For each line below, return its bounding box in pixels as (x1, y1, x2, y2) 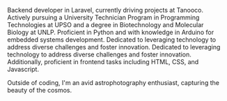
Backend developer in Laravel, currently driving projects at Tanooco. (7, 6, 204, 14)
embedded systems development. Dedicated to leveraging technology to (7, 36, 217, 44)
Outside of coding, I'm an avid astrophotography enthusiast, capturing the (7, 79, 219, 86)
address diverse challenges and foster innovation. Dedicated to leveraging (7, 43, 221, 51)
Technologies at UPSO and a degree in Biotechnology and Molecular (7, 21, 204, 29)
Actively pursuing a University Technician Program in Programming (7, 13, 200, 22)
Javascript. (7, 65, 40, 73)
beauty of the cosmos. (7, 86, 72, 94)
